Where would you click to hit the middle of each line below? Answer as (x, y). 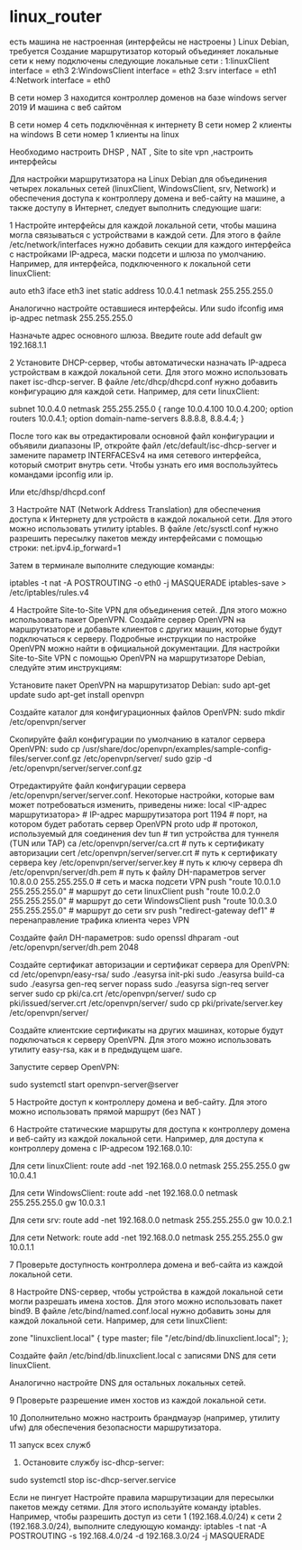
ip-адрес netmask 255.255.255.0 (71, 317)
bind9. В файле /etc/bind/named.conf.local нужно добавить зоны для (140, 1310)
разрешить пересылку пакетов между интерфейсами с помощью (136, 538)
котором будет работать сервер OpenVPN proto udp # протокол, (134, 823)
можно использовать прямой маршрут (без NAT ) (105, 1111)
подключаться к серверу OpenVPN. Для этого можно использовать (141, 1039)
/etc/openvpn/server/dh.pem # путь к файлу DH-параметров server (137, 872)
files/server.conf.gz (46, 758)
